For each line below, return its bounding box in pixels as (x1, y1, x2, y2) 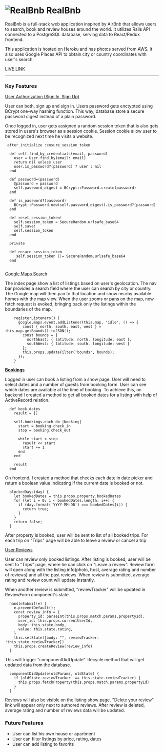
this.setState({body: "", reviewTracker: (14, 635, 99, 640)
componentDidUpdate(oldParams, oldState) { (9, 671, 99, 676)
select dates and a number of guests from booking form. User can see (5, 382, 146, 387)
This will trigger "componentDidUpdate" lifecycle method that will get (5, 657, 144, 663)
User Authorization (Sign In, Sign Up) (5, 94, 80, 100)
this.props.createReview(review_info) (14, 644, 93, 649)
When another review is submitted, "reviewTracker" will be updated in (5, 587, 145, 592)
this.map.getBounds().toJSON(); (5, 328, 71, 334)
